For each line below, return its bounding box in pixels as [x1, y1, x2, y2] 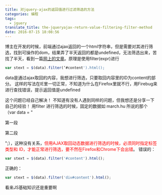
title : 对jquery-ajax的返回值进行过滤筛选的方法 [5, 7, 95, 12]
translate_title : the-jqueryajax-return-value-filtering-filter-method [5, 25, 152, 30]
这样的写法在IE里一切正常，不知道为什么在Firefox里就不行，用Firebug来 [14, 81, 158, 86]
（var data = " [5, 109, 33, 115]
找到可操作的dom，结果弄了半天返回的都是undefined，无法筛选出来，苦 [13, 49, 157, 55]
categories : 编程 [5, 12, 39, 16]
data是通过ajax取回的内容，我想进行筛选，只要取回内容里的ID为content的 [5, 75, 151, 81]
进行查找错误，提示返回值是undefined [5, 87, 81, 93]
